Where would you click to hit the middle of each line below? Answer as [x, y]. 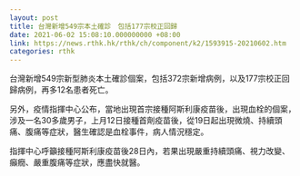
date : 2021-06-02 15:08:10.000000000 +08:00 [95, 34]
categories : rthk [42, 52]
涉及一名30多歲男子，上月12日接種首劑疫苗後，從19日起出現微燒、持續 [142, 121]
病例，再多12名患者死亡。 [65, 90]
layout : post [34, 18]
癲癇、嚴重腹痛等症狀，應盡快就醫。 [77, 162]
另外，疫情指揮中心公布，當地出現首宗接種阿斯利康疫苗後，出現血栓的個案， [153, 109]
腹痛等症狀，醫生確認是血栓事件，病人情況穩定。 [117, 132]
